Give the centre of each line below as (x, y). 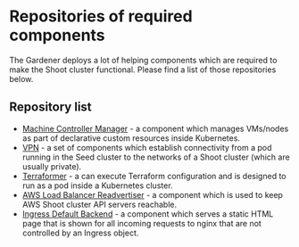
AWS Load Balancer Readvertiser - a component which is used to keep (153, 194)
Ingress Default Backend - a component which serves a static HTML (148, 214)
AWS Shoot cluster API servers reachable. (100, 204)
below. (21, 78)
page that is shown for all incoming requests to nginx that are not (141, 223)
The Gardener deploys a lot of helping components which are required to (143, 60)
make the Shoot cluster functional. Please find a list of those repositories (143, 70)
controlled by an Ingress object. (80, 233)
